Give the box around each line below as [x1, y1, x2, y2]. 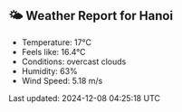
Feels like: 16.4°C [21, 46, 86, 57]
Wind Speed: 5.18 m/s [21, 75, 103, 86]
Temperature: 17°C [21, 36, 92, 48]
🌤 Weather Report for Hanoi [8, 8, 174, 23]
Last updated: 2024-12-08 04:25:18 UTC [8, 92, 160, 103]
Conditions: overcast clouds [21, 56, 127, 67]
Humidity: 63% [21, 65, 78, 76]
